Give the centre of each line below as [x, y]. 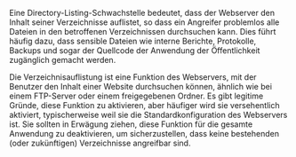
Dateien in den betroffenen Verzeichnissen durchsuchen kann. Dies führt [143, 31]
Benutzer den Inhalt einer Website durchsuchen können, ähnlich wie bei [141, 86]
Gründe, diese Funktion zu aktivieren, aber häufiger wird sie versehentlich [144, 105]
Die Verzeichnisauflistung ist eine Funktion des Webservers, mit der [133, 77]
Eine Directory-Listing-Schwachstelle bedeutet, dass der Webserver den [142, 13]
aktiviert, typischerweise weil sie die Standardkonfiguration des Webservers [148, 115]
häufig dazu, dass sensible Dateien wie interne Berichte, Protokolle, [133, 41]
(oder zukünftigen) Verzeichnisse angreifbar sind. [100, 143]
